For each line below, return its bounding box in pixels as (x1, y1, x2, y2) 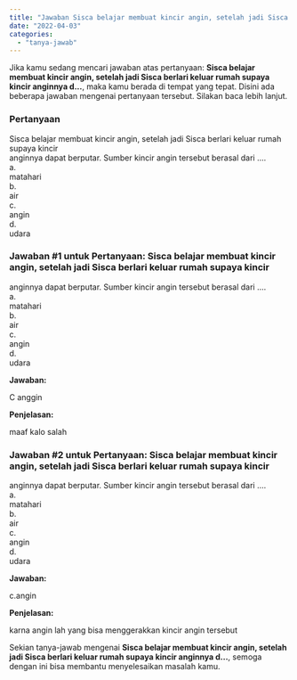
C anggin (9, 391, 43, 402)
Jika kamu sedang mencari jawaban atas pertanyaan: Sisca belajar (9, 62, 256, 73)
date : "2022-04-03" (9, 21, 82, 30)
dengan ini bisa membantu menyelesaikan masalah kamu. (9, 661, 221, 672)
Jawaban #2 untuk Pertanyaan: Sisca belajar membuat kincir (9, 448, 278, 461)
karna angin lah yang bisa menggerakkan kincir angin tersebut (9, 625, 238, 635)
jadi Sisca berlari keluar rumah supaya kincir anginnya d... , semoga (9, 651, 262, 662)
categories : (9, 29, 53, 38)
